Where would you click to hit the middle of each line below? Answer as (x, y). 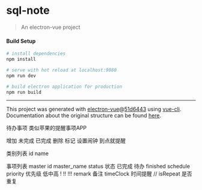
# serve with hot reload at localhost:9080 (62, 70)
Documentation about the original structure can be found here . (84, 115)
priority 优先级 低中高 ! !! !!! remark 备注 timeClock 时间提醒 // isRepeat (93, 174)
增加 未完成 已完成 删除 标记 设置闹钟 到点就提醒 (66, 141)
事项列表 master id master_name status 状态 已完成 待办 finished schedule (98, 167)
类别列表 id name (28, 153)
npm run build (24, 92)
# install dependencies (36, 54)
